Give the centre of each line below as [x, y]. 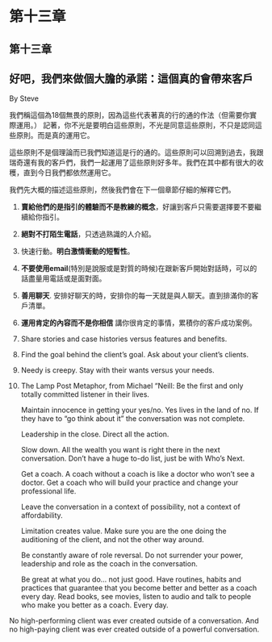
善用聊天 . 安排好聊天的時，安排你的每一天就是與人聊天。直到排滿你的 [136, 296]
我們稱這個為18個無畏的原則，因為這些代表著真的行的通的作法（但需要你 [130, 115]
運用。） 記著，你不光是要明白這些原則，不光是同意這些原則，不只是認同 [135, 125]
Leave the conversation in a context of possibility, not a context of [130, 507]
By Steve [24, 98]
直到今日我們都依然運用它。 [69, 173]
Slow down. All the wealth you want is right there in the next [120, 450]
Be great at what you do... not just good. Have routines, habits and [131, 579]
